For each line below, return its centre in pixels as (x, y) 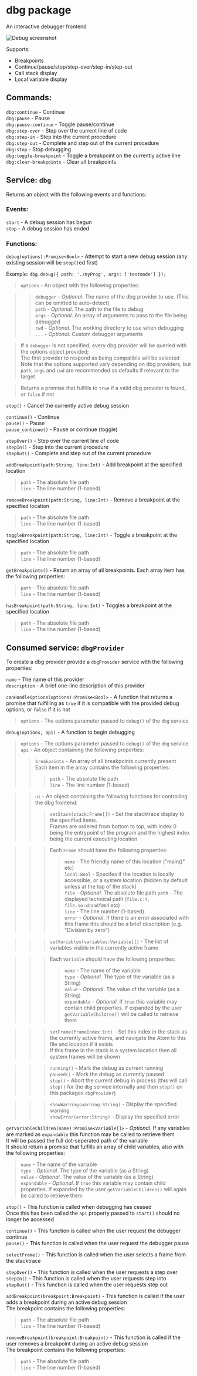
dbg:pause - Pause (28, 118)
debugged (47, 322)
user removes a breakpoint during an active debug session (77, 1343)
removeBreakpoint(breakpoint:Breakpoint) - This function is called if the (93, 1337)
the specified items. (74, 820)
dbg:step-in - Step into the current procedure (61, 137)
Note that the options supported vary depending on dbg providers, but (106, 364)
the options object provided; (55, 352)
